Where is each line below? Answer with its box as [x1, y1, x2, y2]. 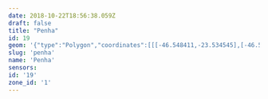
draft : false [8, 19, 52, 27]
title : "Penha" [8, 26, 59, 34]
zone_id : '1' [8, 78, 52, 86]
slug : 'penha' [8, 49, 56, 57]
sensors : [8, 64, 37, 72]
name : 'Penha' [8, 57, 56, 65]
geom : [8, 42, 26, 49]
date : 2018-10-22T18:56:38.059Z [8, 11, 116, 20]
